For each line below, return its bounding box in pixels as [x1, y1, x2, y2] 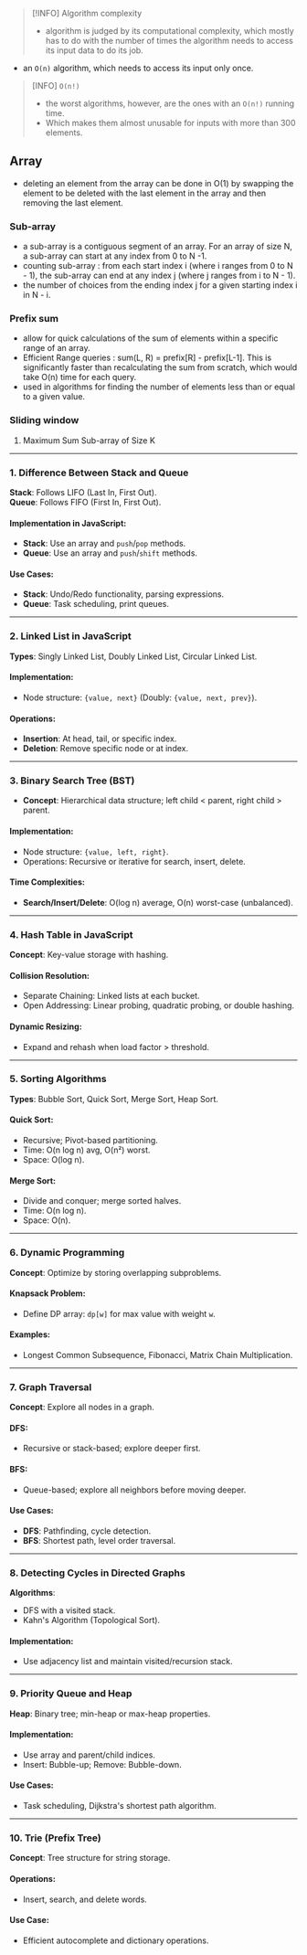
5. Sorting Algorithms [9, 1073, 107, 1086]
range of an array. [22, 343, 91, 354]
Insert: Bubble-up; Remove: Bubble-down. [22, 1758, 183, 1769]
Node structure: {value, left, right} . [22, 845, 169, 857]
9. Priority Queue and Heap [9, 1687, 132, 1700]
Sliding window [9, 414, 79, 427]
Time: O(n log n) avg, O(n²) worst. [22, 1144, 151, 1155]
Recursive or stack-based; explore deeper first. [22, 1443, 201, 1454]
